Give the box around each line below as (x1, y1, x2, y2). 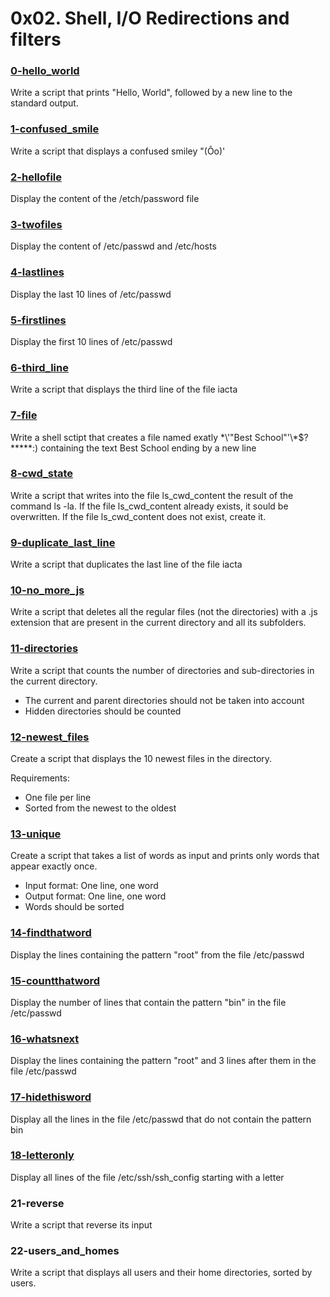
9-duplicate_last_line (10, 535, 116, 549)
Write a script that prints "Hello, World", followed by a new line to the (10, 87, 293, 99)
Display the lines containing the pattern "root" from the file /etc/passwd (10, 948, 305, 961)
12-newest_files (10, 730, 90, 744)
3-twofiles (10, 218, 63, 231)
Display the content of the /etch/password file (10, 193, 200, 205)
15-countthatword (10, 973, 101, 987)
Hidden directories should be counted (24, 705, 182, 717)
